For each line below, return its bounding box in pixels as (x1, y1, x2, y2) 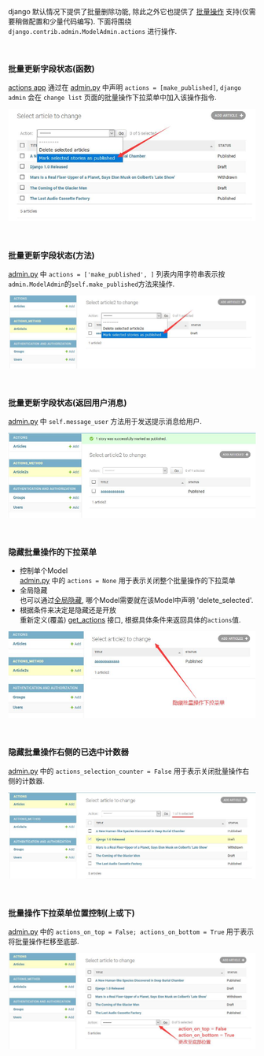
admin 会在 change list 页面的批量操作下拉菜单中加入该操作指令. (8, 93, 218, 102)
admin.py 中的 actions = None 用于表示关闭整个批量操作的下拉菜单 (19, 576, 236, 586)
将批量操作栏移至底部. (8, 937, 80, 946)
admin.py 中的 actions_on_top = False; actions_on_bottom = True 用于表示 (8, 927, 254, 936)
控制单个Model (19, 566, 68, 575)
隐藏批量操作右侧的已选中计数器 (8, 747, 130, 758)
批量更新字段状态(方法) (8, 250, 95, 261)
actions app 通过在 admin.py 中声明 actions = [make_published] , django (8, 83, 242, 92)
